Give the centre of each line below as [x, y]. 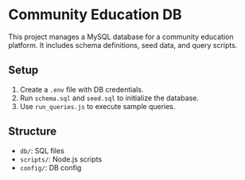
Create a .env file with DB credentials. [82, 89]
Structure [33, 132]
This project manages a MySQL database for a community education [121, 37]
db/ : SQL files [42, 151]
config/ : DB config [51, 167]
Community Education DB [95, 15]
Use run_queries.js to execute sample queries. [97, 106]
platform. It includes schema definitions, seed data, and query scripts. [123, 45]
